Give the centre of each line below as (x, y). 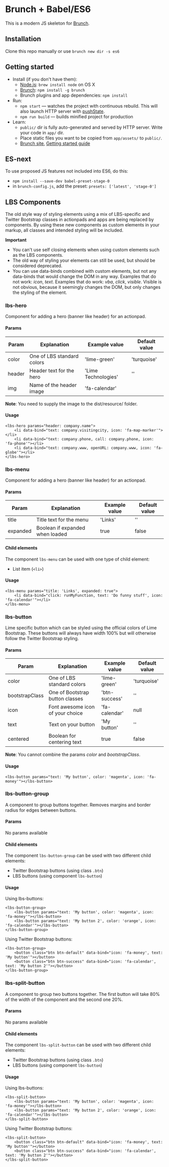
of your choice (66, 713)
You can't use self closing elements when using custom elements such (86, 250)
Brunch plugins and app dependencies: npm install (74, 95)
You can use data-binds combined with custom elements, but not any (84, 271)
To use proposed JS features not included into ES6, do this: (67, 171)
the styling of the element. (40, 292)
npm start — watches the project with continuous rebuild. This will (89, 106)
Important (16, 240)
